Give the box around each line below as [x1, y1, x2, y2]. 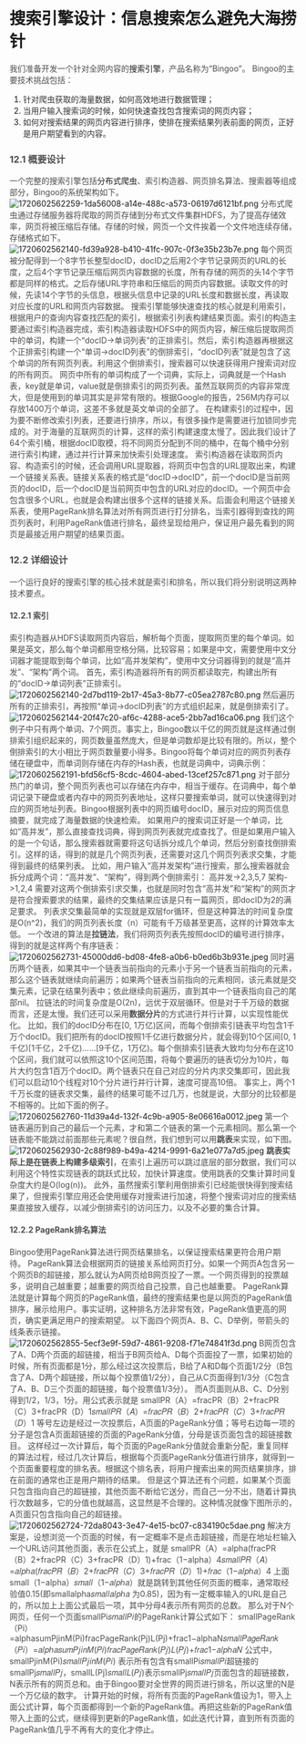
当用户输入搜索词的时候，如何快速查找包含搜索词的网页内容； [22, 105, 255, 116]
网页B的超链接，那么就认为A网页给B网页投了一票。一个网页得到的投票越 [16, 1269, 289, 1280]
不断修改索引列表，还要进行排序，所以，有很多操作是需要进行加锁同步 [25, 415, 289, 426]
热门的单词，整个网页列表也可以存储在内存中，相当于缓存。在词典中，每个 [9, 780, 289, 791]
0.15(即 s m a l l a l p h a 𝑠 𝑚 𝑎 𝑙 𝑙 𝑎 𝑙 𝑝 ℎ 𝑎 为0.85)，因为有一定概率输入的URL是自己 [25, 1588, 287, 1599]
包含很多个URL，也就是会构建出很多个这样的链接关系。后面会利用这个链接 [9, 494, 289, 506]
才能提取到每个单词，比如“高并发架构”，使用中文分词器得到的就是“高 [25, 655, 284, 666]
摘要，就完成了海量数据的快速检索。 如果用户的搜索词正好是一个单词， [9, 814, 275, 825]
